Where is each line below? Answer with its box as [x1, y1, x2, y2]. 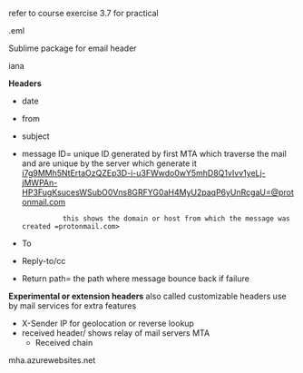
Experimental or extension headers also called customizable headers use [8, 290, 287, 301]
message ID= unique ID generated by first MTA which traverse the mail [21, 149, 287, 159]
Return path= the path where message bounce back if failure [21, 273, 250, 284]
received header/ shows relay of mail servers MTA [21, 328, 210, 339]
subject [21, 131, 51, 142]
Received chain [34, 338, 93, 348]
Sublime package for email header [8, 43, 137, 54]
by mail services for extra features [8, 300, 137, 311]
